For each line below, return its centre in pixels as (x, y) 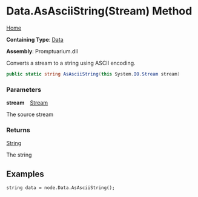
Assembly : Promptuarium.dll (42, 51)
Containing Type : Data (35, 39)
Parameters (24, 89)
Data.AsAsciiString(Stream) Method (99, 11)
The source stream (30, 115)
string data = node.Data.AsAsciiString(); (61, 188)
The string (19, 155)
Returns (18, 130)
